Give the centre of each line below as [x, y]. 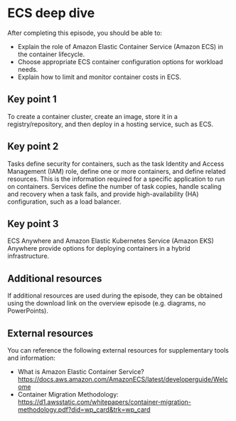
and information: [31, 358]
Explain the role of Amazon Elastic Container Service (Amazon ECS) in [120, 46]
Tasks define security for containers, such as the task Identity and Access [116, 163]
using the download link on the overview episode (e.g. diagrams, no [107, 303]
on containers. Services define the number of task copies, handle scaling [114, 186]
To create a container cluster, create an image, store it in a [92, 116]
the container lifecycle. [51, 54]
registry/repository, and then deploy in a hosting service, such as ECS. [111, 124]
